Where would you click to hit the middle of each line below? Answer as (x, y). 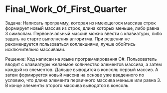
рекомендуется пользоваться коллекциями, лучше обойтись (71, 44)
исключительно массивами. (35, 49)
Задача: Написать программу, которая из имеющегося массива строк (81, 23)
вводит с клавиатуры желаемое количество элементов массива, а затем (83, 64)
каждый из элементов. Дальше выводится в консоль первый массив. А (82, 69)
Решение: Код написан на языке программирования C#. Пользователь (81, 59)
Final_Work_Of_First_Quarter (66, 9)
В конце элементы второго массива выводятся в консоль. (67, 85)
